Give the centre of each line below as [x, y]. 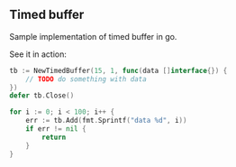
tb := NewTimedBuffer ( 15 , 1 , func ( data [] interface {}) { [118, 70]
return [54, 137]
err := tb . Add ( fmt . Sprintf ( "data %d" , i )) [106, 121]
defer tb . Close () [42, 96]
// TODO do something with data [86, 79]
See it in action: [38, 54]
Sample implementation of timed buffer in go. [93, 36]
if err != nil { [56, 129]
